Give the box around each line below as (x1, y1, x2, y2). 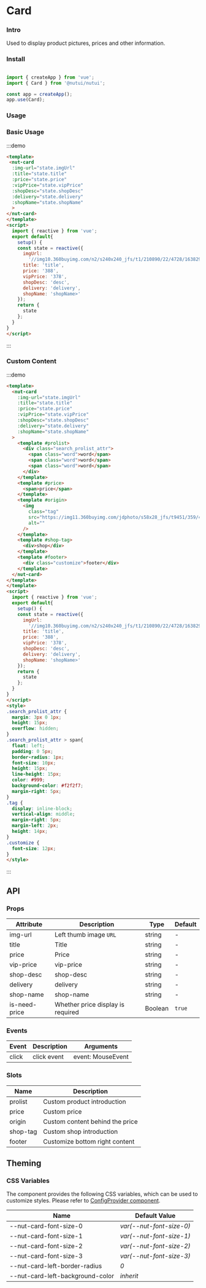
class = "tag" (28, 509, 59, 515)
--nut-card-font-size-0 (9, 1222, 83, 1230)
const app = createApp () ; (6, 91, 72, 97)
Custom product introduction (42, 1097, 126, 1106)
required (54, 1008, 80, 1017)
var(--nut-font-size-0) (120, 1222, 191, 1230)
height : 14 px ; (12, 829, 48, 835)
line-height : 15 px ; (12, 771, 62, 778)
